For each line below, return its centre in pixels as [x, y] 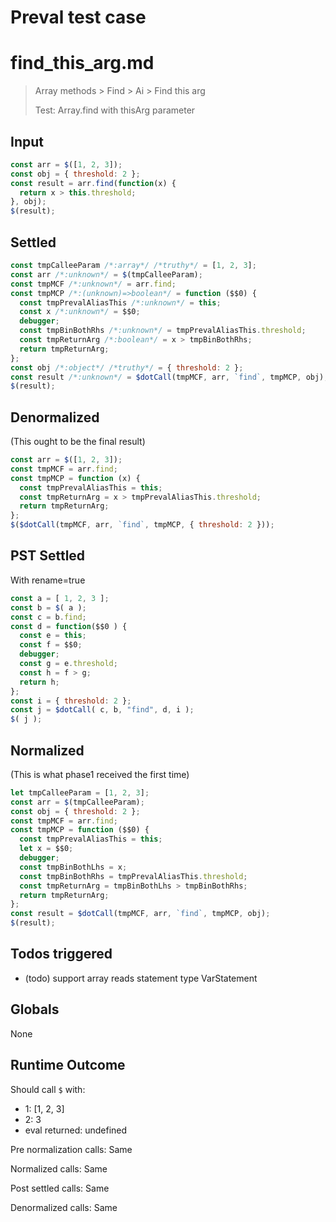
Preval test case [78, 17]
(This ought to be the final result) [78, 442]
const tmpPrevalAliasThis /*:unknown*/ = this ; [120, 302]
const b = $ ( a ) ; [48, 607]
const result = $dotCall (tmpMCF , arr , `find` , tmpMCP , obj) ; [140, 914]
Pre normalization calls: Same [71, 1149]
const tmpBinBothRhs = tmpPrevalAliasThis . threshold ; [133, 876]
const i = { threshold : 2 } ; [71, 701]
